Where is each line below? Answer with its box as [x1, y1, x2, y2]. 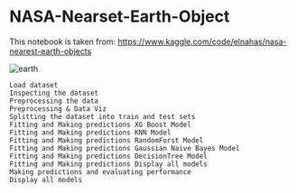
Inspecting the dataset [9, 88, 99, 97]
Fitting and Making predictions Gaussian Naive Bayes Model [9, 143, 241, 152]
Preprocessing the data [9, 96, 99, 106]
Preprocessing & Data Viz [9, 104, 106, 114]
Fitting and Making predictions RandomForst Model [9, 135, 204, 145]
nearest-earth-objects [9, 45, 92, 56]
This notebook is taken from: [9, 36, 116, 47]
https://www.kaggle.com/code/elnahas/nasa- [117, 36, 287, 47]
